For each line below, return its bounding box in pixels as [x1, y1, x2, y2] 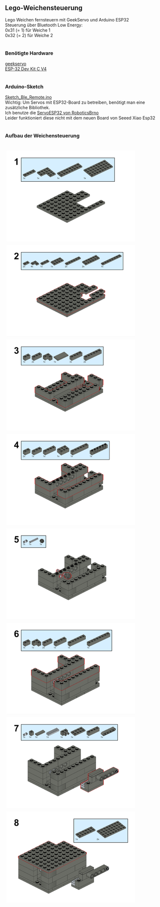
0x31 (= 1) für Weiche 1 [5, 27, 51, 33]
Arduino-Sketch [5, 83, 44, 90]
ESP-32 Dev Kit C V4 [5, 66, 47, 72]
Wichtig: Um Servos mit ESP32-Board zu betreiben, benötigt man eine [5, 99, 145, 105]
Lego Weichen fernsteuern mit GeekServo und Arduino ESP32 [5, 17, 129, 22]
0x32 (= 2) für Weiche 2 [5, 32, 53, 38]
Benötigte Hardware [5, 50, 53, 57]
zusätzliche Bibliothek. [5, 105, 50, 111]
